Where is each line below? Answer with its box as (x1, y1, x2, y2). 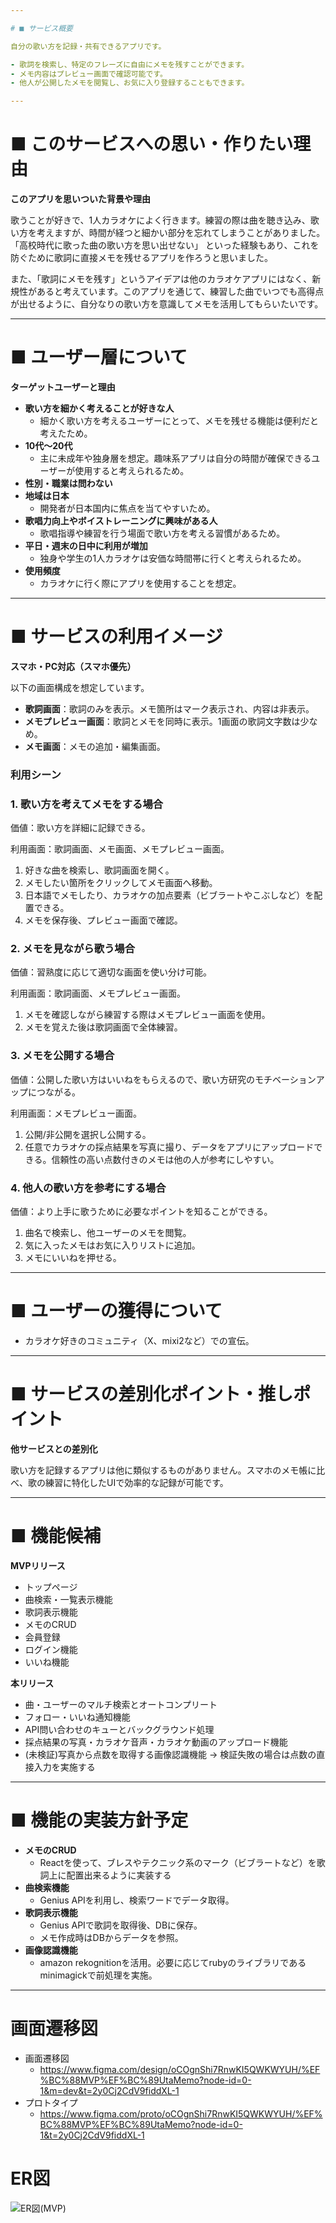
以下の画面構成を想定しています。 (10, 681, 150, 693)
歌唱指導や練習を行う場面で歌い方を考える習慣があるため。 (39, 527, 286, 539)
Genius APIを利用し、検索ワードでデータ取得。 (39, 1894, 235, 1906)
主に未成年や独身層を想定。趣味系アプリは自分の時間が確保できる (39, 452, 312, 464)
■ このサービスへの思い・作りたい (10, 133, 294, 156)
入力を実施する (33, 1761, 96, 1773)
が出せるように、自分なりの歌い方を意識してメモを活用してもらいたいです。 (10, 298, 324, 310)
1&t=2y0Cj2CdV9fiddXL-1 (39, 2129, 145, 2141)
